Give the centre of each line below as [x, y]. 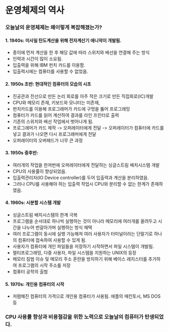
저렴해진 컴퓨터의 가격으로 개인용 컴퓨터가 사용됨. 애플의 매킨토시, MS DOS [87, 296]
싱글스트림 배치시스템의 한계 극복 [45, 214]
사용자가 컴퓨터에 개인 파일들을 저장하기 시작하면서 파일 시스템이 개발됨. [83, 246]
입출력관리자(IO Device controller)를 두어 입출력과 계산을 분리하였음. [80, 178]
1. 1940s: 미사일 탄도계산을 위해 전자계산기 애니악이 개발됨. [64, 40]
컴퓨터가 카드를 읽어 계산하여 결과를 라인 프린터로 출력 [66, 115]
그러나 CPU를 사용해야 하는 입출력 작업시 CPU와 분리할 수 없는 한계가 [81, 184]
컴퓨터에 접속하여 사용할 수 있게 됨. [52, 240]
